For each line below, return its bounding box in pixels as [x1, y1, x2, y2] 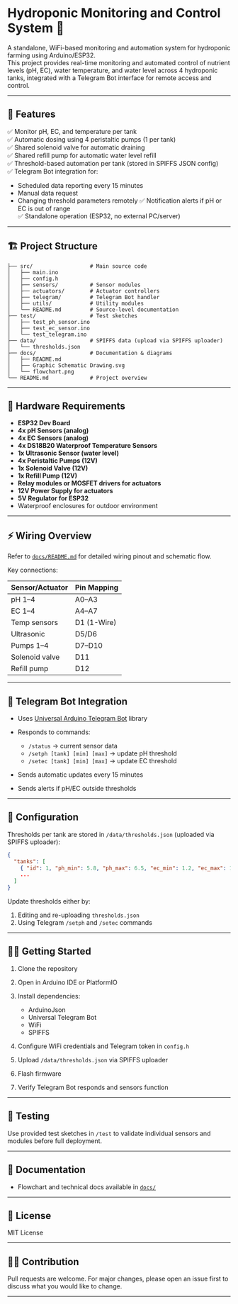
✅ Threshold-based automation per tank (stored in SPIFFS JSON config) [7, 159, 219, 167]
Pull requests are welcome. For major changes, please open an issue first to [7, 1274, 229, 1283]
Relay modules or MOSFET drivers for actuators [17, 479, 161, 488]
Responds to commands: [17, 728, 91, 736]
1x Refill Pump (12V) [17, 471, 78, 480]
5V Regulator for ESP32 [17, 494, 89, 502]
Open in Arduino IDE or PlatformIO [17, 978, 118, 987]
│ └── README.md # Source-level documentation [7, 306, 179, 313]
